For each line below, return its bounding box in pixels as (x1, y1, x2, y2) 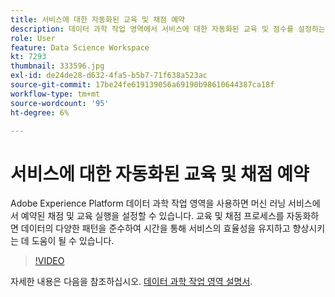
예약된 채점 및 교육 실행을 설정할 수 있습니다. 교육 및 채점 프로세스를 (20, 210, 285, 222)
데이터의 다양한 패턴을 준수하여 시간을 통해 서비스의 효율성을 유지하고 (20, 222, 291, 235)
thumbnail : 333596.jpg (10, 61, 105, 71)
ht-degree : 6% (10, 107, 70, 118)
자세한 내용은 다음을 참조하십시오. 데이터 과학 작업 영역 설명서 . (10, 276, 253, 288)
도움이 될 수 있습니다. (31, 235, 115, 247)
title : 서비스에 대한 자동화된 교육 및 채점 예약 (10, 14, 186, 25)
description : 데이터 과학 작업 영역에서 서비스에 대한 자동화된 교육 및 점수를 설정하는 (10, 24, 326, 34)
